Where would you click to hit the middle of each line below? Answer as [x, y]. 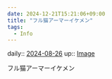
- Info [23, 34]
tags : [15, 27]
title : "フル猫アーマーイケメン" [50, 20]
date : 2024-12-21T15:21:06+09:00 [56, 14]
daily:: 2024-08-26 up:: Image [51, 54]
